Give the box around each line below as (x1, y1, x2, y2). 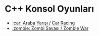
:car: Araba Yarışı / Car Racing (12, 20, 75, 26)
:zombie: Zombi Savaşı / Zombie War (12, 25, 89, 31)
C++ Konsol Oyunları (5, 3, 94, 15)
